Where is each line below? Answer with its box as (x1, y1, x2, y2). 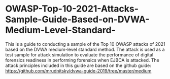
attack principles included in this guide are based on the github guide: (5, 62, 151, 68)
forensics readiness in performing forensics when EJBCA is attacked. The (5, 57, 160, 63)
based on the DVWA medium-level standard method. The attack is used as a (5, 46, 165, 52)
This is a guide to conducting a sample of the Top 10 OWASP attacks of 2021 (5, 41, 165, 47)
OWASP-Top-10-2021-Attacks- (5, 3, 139, 15)
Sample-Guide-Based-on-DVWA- (5, 14, 150, 25)
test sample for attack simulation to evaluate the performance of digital (5, 51, 154, 58)
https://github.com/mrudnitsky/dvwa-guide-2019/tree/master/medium (5, 67, 152, 73)
